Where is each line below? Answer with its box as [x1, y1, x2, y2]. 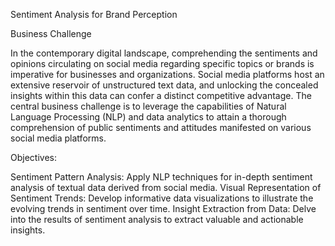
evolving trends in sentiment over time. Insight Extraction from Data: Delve [10, 203, 317, 214]
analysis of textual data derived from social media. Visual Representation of [10, 182, 322, 193]
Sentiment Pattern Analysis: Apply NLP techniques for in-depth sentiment [10, 171, 313, 183]
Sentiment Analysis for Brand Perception [10, 9, 178, 20]
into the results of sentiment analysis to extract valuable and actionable [10, 214, 304, 225]
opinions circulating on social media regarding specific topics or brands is [10, 58, 315, 69]
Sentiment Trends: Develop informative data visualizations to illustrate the [10, 192, 314, 204]
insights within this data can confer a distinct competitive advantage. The [10, 90, 312, 101]
